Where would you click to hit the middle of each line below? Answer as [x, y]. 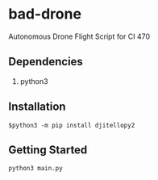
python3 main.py [35, 169]
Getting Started [48, 150]
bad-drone [45, 14]
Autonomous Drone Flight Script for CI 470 [79, 36]
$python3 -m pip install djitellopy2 [72, 125]
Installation [37, 107]
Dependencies [46, 62]
